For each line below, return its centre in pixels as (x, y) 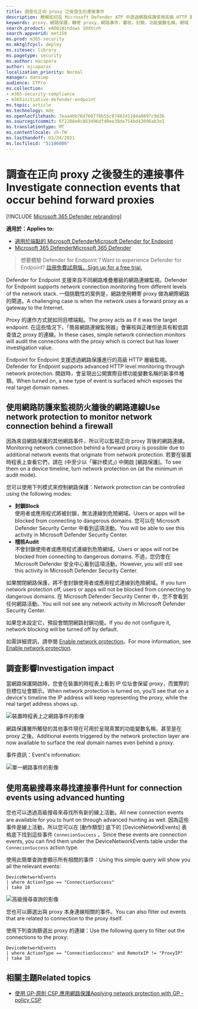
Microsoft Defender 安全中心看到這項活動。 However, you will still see (99, 564)
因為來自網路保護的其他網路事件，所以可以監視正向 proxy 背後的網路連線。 (97, 441)
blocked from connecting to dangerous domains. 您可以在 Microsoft (97, 521)
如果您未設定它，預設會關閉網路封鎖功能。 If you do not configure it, (88, 623)
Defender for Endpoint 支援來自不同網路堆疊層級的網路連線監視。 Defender (97, 280)
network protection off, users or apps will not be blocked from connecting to (99, 590)
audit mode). (22, 475)
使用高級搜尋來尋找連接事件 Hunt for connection (94, 788)
